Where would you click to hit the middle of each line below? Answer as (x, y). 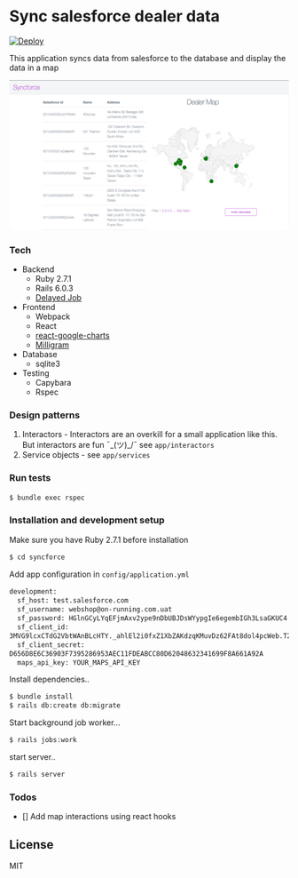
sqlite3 (47, 363)
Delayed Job (59, 297)
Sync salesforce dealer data (114, 16)
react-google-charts (72, 335)
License (31, 845)
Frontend (39, 307)
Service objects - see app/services (86, 455)
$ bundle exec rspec (47, 498)
